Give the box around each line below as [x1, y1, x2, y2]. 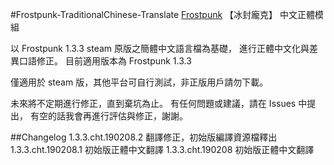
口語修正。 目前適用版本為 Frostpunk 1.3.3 [18, 55, 192, 67]
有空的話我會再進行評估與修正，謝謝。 [29, 110, 188, 122]
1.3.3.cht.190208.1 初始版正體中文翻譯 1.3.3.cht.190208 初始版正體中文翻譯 [10, 144, 315, 155]
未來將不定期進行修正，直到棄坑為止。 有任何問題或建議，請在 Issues [10, 98, 297, 109]
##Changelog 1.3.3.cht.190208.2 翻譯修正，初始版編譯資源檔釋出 [10, 131, 278, 143]
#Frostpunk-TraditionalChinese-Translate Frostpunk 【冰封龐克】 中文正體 [10, 9, 315, 20]
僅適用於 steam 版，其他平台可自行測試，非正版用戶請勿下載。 [10, 76, 269, 88]
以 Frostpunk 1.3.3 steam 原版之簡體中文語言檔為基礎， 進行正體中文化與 [10, 43, 310, 54]
